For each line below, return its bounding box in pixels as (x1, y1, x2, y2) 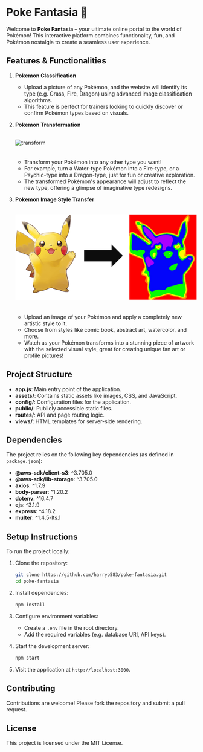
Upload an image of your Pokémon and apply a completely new (24, 313, 182, 320)
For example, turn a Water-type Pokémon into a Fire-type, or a (24, 164, 179, 172)
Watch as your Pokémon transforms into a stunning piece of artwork (24, 339, 195, 346)
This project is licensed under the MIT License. (6, 739, 123, 747)
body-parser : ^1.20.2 (14, 488, 68, 496)
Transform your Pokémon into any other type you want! (24, 158, 162, 166)
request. (6, 705, 27, 713)
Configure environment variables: (14, 612, 98, 620)
